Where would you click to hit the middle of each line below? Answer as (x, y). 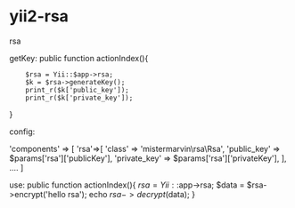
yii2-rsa (39, 16)
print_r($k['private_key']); (79, 98)
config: (22, 132)
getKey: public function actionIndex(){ (79, 58)
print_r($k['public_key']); (77, 90)
